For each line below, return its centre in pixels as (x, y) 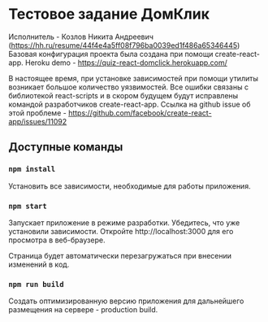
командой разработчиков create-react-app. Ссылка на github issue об (130, 104)
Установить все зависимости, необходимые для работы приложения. (130, 186)
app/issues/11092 (38, 121)
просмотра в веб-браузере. (57, 240)
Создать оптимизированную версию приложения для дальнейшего (126, 301)
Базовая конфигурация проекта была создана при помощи (111, 54)
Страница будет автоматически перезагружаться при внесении (120, 255)
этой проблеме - (37, 113)
